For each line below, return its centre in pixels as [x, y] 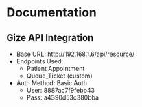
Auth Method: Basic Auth [51, 83]
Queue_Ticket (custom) [60, 76]
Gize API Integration [50, 38]
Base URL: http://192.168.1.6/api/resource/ [75, 54]
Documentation [52, 13]
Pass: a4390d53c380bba [63, 97]
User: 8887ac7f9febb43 [61, 90]
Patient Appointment [56, 68]
